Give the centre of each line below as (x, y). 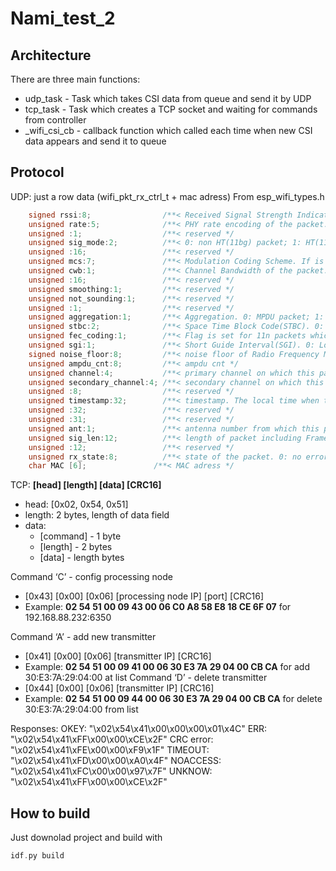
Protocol (37, 172)
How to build (50, 813)
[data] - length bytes (82, 558)
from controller (55, 120)
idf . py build (37, 856)
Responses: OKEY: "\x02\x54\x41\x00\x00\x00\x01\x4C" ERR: (139, 729)
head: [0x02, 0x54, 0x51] (76, 504)
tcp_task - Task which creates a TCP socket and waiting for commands (171, 109)
